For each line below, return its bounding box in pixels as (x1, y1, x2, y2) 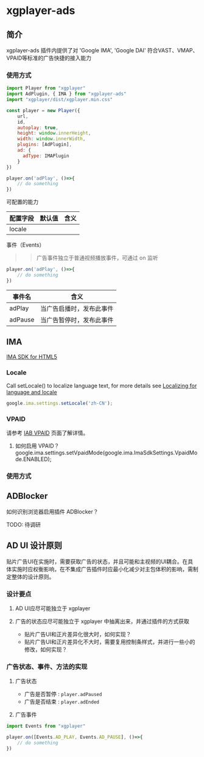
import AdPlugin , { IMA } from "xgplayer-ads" (6, 91, 127, 97)
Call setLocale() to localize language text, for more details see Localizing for (6, 382, 197, 389)
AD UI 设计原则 (6, 540, 63, 551)
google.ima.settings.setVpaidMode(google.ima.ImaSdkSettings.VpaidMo (15, 449, 198, 457)
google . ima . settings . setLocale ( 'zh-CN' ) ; (6, 400, 113, 406)
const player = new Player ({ (6, 107, 80, 113)
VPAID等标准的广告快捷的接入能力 (6, 54, 92, 62)
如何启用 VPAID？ (15, 442, 60, 449)
